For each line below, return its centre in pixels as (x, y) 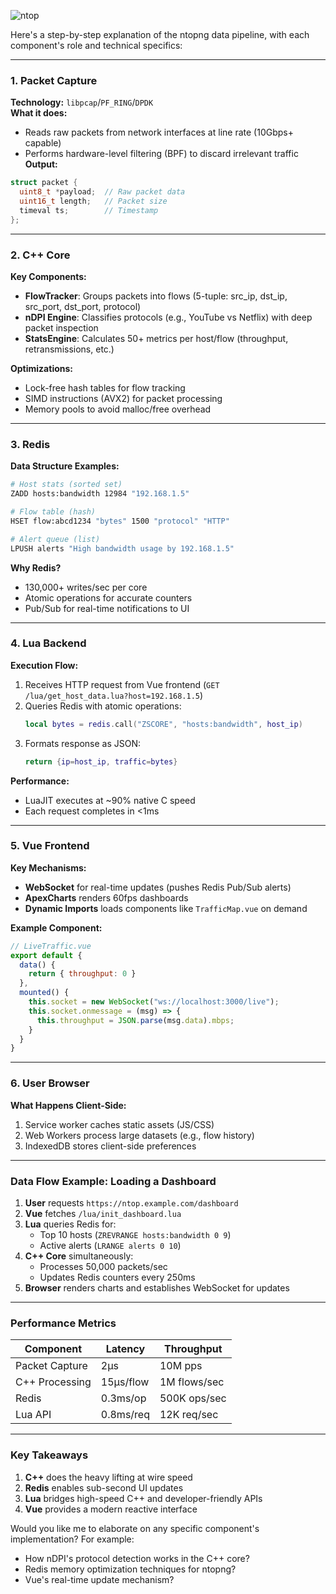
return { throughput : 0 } (82, 974)
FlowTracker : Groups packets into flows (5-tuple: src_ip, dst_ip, (156, 296)
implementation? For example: (72, 1539)
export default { (46, 955)
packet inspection (61, 327)
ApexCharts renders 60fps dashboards (106, 897)
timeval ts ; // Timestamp (89, 210)
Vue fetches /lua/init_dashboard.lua (103, 1213)
